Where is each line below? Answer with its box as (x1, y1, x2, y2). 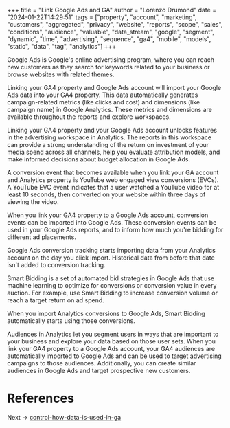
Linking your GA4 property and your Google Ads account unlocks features (7, 126, 218, 134)
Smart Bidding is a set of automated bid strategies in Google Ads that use (7, 274, 215, 282)
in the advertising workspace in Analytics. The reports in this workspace (7, 133, 211, 142)
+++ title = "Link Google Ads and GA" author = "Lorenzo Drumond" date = (7, 6, 217, 14)
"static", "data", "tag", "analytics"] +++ (7, 43, 117, 50)
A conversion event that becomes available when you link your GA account (7, 168, 219, 177)
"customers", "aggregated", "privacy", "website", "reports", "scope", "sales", (7, 21, 223, 28)
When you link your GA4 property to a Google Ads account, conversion (7, 211, 209, 219)
